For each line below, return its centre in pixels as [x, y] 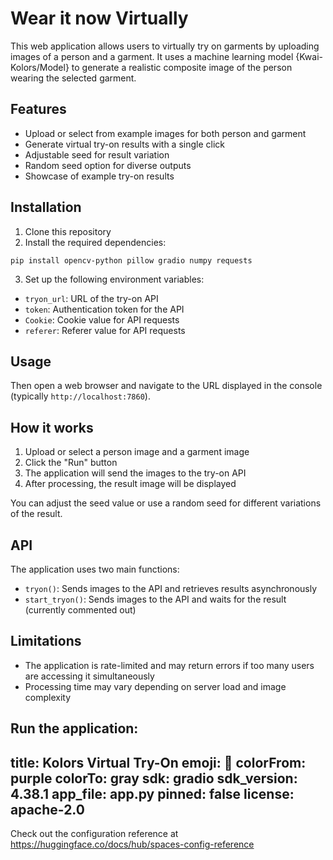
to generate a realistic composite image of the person [182, 67]
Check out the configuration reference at [94, 834]
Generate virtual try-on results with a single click [125, 144]
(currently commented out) [80, 610]
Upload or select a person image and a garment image [137, 452]
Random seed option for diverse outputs [108, 165]
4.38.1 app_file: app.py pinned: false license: [152, 793]
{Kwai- [309, 56]
